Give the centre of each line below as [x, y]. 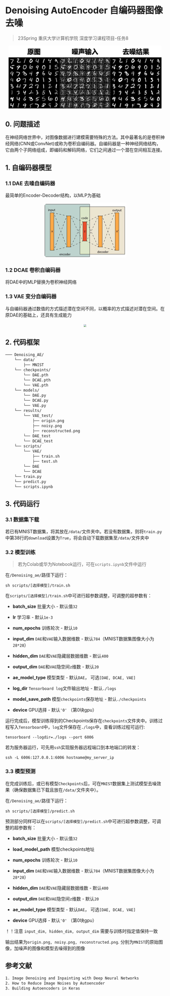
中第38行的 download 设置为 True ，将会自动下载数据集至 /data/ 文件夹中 [77, 538]
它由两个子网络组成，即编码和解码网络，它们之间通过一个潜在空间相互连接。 [85, 150]
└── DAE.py [35, 396]
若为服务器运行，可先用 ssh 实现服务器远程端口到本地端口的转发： [73, 748]
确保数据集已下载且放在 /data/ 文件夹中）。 [57, 790]
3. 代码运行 [23, 504]
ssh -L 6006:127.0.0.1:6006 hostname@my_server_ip [60, 758]
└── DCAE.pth [37, 380]
